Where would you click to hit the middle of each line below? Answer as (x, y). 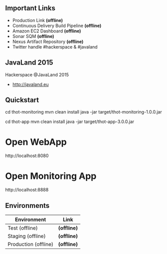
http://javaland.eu (30, 84)
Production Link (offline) (38, 20)
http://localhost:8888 (27, 190)
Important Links (30, 8)
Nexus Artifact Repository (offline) (48, 41)
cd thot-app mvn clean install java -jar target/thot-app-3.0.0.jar (70, 121)
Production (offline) (31, 244)
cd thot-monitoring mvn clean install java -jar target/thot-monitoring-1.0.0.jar (83, 112)
